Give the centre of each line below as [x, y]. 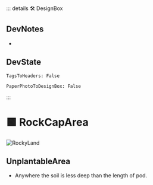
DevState [24, 62]
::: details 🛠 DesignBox [35, 8]
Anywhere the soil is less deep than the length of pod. [81, 176]
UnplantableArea [38, 161]
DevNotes [25, 29]
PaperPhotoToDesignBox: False [44, 86]
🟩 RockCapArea [48, 122]
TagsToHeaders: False [33, 76]
